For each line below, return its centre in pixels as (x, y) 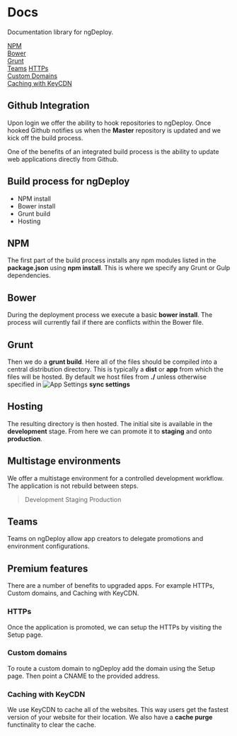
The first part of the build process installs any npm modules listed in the (112, 260)
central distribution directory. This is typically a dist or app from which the (116, 369)
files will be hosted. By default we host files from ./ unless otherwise (107, 377)
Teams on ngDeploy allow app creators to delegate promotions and (105, 539)
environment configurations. (48, 546)
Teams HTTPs (28, 68)
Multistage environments (64, 461)
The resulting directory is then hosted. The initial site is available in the (110, 423)
